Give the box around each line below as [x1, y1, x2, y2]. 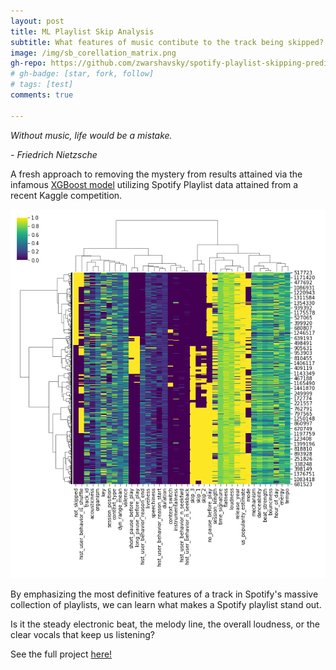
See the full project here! [10, 648, 113, 660]
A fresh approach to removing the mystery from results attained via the [10, 168, 303, 180]
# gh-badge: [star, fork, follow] [10, 69, 155, 79]
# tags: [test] [10, 80, 74, 90]
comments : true [10, 90, 74, 100]
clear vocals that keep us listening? [10, 628, 155, 640]
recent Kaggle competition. [10, 189, 123, 201]
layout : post [10, 16, 65, 26]
